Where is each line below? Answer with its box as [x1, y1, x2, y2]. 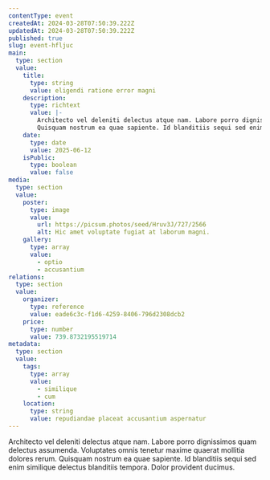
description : [22, 94, 67, 102]
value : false [29, 169, 74, 177]
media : [8, 176, 31, 185]
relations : [8, 273, 45, 281]
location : [22, 400, 56, 408]
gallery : [22, 236, 52, 244]
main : [8, 49, 27, 57]
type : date [29, 138, 67, 147]
